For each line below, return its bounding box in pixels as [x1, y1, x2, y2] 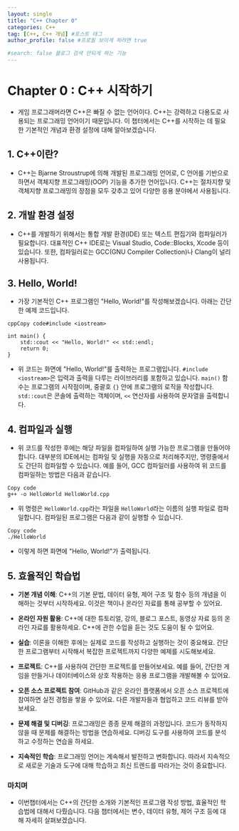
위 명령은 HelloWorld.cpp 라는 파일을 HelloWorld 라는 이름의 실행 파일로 [17, 504, 216, 513]
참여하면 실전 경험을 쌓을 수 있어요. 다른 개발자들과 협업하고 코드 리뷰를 [17, 696, 216, 703]
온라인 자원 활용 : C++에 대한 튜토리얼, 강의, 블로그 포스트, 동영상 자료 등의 [17, 614, 223, 622]
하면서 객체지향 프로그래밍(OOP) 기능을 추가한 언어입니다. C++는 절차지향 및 [17, 177, 231, 186]
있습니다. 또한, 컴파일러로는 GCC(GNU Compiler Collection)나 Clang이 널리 [17, 247, 231, 256]
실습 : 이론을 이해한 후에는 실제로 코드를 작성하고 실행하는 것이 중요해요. [17, 639, 216, 646]
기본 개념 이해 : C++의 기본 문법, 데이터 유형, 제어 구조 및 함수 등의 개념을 [17, 590, 219, 599]
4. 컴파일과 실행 [7, 423, 73, 435]
